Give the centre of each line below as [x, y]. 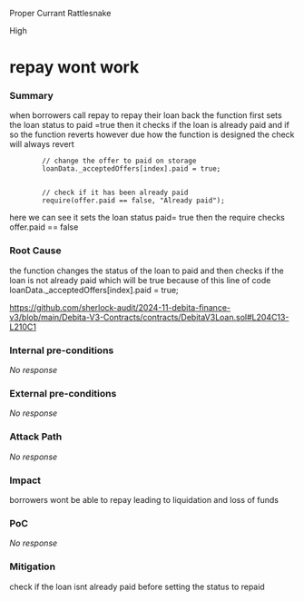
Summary [32, 96]
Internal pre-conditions [62, 350]
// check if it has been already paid [115, 193]
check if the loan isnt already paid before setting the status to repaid [137, 586]
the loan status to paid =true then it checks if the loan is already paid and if [150, 125]
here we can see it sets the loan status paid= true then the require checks [147, 218]
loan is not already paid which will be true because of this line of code [140, 280]
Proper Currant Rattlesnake [60, 13]
